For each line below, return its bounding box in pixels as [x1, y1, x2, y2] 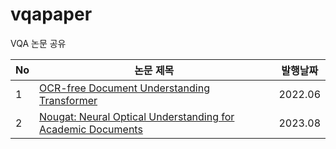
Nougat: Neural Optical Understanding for [39, 109, 235, 123]
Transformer [39, 93, 98, 107]
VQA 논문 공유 [10, 37, 67, 49]
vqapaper [10, 3, 93, 26]
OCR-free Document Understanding [39, 81, 210, 95]
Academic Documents [39, 122, 143, 136]
